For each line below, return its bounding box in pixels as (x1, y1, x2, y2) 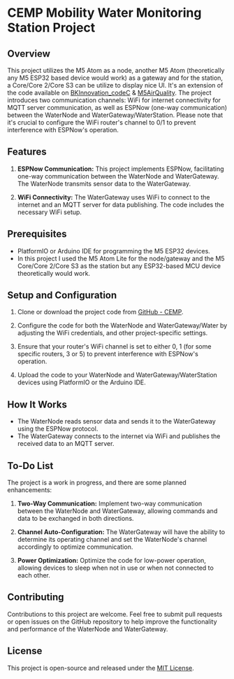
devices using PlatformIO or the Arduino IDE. (17, 378, 147, 386)
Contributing (7, 591, 64, 603)
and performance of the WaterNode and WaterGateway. (7, 624, 168, 633)
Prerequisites (7, 228, 67, 240)
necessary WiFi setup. (17, 208, 82, 216)
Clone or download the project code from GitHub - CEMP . (17, 308, 184, 316)
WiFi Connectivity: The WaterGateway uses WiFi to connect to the (17, 192, 210, 201)
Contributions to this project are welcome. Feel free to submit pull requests (7, 610, 223, 618)
